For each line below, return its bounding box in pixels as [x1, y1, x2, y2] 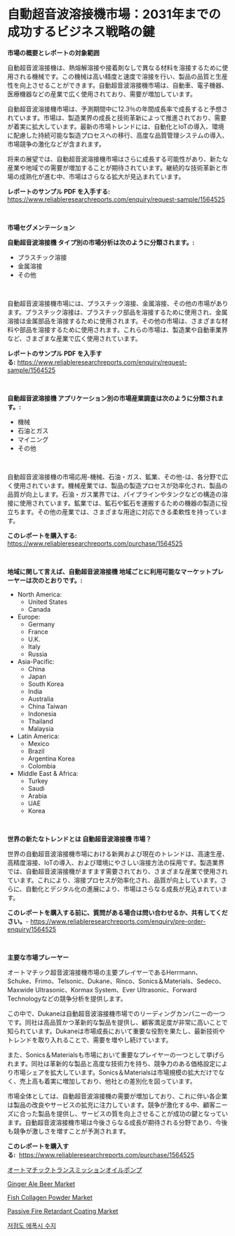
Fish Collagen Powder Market [7, 1193, 93, 1202]
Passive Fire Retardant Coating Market [7, 1207, 119, 1215]
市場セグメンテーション [7, 223, 75, 232]
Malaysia [27, 724, 54, 732]
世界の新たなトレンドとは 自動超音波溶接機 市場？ [7, 834, 152, 843]
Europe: [17, 612, 41, 621]
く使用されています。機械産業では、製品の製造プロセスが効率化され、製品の [7, 481, 228, 489]
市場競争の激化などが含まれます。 [7, 140, 105, 148]
